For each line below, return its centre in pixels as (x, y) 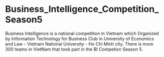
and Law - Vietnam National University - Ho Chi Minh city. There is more (79, 44)
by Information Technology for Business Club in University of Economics (80, 39)
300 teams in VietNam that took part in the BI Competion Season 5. (74, 49)
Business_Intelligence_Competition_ (82, 9)
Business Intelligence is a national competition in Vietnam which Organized (82, 33)
